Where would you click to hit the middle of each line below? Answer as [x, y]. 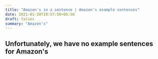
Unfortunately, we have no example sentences [79, 43]
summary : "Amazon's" [27, 24]
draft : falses [20, 19]
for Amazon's [27, 51]
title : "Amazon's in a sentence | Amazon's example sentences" [72, 10]
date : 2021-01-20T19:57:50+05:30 [40, 14]
